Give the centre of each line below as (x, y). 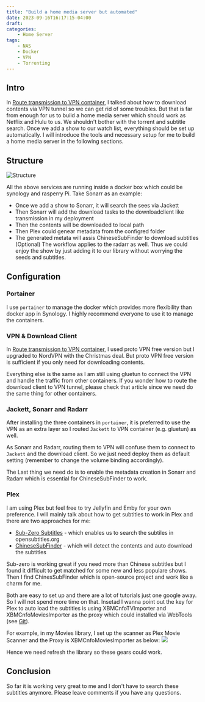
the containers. (25, 320)
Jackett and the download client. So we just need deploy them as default (98, 454)
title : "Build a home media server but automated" (72, 12)
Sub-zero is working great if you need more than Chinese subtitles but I (96, 564)
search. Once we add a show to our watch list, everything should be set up (100, 128)
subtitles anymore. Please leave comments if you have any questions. (94, 692)
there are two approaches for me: (49, 521)
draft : (15, 23)
